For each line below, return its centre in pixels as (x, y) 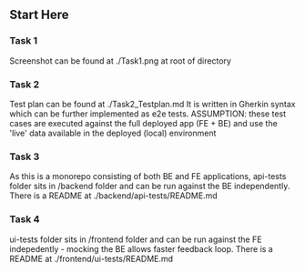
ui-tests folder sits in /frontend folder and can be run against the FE (136, 239)
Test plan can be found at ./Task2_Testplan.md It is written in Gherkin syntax (152, 104)
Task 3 (25, 156)
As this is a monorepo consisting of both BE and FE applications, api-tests (148, 176)
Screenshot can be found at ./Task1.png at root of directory (121, 60)
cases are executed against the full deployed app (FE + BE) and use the (143, 123)
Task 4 (25, 219)
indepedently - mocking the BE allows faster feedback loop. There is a (141, 248)
